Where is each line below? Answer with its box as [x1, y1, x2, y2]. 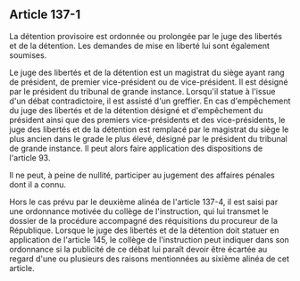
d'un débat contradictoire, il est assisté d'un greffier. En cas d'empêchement [9, 95, 291, 106]
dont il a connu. [9, 178, 67, 190]
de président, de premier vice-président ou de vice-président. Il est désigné [9, 76, 288, 87]
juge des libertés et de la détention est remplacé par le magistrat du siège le [9, 124, 289, 135]
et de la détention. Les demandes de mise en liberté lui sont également [9, 40, 271, 51]
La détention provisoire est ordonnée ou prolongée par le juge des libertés [9, 30, 283, 41]
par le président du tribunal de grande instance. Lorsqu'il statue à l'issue [9, 86, 276, 96]
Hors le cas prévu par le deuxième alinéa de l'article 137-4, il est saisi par [9, 196, 279, 207]
